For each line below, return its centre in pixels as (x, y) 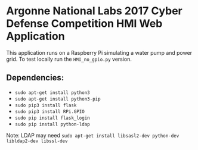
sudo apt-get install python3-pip (58, 99)
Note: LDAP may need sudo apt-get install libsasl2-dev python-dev (93, 135)
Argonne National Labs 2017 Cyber (95, 11)
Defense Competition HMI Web (84, 24)
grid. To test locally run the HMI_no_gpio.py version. (69, 59)
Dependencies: (35, 78)
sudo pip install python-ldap (52, 124)
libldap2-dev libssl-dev (37, 141)
